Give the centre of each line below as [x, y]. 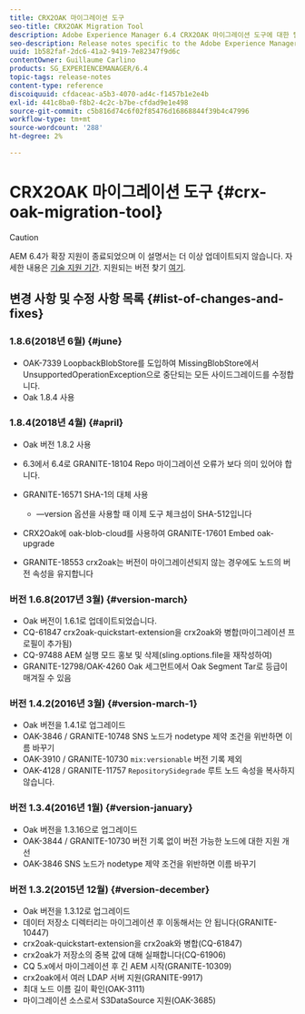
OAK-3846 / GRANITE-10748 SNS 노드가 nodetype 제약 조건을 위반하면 [152, 736]
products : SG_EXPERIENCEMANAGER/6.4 [79, 69]
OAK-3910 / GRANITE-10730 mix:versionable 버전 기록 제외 [132, 759]
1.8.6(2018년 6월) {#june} [66, 341]
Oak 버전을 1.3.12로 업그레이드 [76, 910]
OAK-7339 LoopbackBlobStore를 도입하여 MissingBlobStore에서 [141, 363]
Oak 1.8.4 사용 [49, 397]
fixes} [27, 314]
